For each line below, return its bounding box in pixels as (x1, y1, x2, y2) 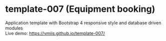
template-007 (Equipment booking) (5, 3, 155, 15)
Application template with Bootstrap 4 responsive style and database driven (5, 20, 161, 26)
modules (5, 25, 23, 31)
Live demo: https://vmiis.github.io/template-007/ (5, 30, 105, 36)
